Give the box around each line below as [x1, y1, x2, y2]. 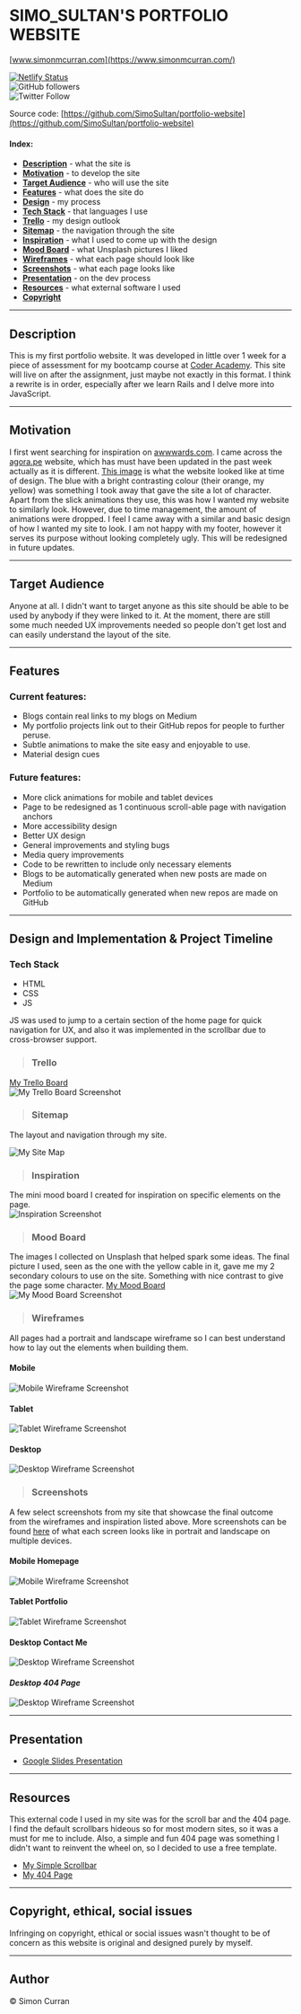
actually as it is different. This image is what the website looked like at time [9, 465, 285, 476]
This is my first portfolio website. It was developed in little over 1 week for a [9, 349, 287, 360]
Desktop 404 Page [9, 1677, 81, 1688]
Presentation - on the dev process [21, 273, 151, 284]
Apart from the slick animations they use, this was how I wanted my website [9, 494, 289, 505]
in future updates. [9, 542, 75, 552]
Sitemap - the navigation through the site [21, 225, 176, 236]
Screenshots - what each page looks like [21, 263, 176, 274]
